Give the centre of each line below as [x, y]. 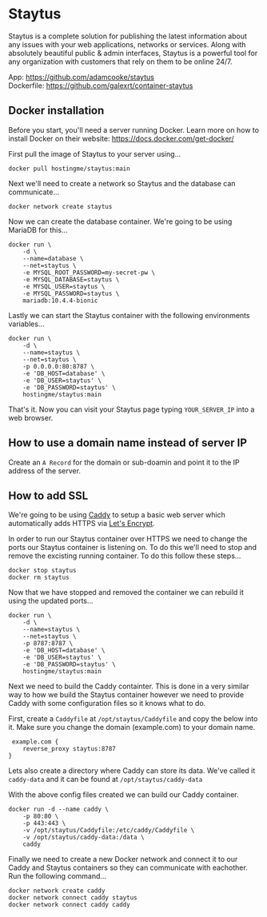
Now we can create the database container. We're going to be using [120, 221]
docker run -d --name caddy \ [59, 809]
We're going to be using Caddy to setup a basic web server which [117, 515]
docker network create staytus [60, 206]
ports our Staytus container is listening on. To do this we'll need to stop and [133, 548]
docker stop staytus [43, 571]
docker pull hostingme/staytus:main [69, 169]
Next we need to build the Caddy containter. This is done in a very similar [129, 686]
